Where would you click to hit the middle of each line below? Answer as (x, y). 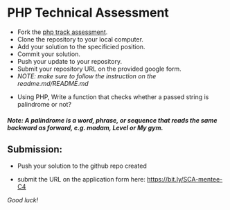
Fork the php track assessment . (62, 32)
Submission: (35, 149)
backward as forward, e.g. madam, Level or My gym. (85, 128)
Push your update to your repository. (70, 61)
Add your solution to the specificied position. (81, 46)
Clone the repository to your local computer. (80, 39)
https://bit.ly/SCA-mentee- (185, 180)
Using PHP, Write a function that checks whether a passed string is (113, 97)
